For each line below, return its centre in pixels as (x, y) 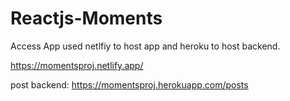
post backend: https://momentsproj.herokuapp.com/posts (129, 84)
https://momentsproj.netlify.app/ (77, 65)
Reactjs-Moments (86, 18)
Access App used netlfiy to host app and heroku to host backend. (145, 46)
